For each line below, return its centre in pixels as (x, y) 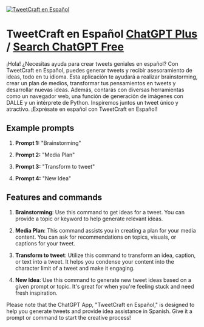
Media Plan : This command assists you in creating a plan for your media (105, 230)
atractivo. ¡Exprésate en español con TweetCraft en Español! (82, 109)
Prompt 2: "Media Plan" (45, 155)
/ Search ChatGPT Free (65, 47)
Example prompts (40, 128)
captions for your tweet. (45, 243)
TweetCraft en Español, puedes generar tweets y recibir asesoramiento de (99, 70)
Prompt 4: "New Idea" (43, 178)
